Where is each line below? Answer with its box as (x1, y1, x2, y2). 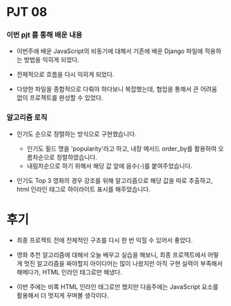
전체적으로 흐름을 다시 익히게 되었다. (16, 70, 114, 79)
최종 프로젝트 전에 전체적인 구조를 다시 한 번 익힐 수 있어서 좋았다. (16, 236, 193, 244)
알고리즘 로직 (6, 113, 48, 122)
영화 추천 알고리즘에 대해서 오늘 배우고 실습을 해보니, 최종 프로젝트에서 (16, 250, 206, 259)
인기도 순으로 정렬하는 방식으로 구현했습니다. (16, 129, 137, 138)
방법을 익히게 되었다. (23, 56, 80, 64)
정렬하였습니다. (56, 153, 98, 161)
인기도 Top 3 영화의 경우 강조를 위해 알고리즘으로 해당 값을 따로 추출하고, (16, 176, 213, 184)
